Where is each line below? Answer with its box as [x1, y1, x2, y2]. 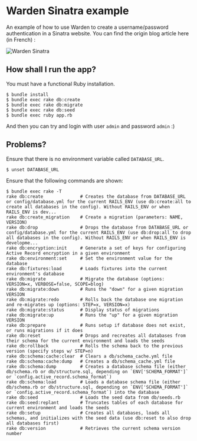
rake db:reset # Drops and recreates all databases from [6, 333, 186, 339]
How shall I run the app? [6, 65, 96, 75]
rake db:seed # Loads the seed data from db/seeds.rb [6, 394, 181, 400]
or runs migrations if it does [6, 327, 83, 333]
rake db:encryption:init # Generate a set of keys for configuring [6, 245, 186, 251]
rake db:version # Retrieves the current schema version [6, 425, 181, 431]
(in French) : [6, 36, 36, 43]
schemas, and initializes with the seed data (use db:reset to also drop [6, 415, 192, 421]
